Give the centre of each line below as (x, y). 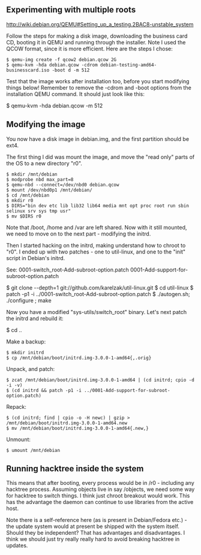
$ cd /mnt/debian (28, 195)
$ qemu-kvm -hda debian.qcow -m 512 (55, 105)
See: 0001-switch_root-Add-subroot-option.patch (67, 270)
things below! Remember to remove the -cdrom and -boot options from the (99, 88)
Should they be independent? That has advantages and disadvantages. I (96, 533)
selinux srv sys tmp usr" (38, 211)
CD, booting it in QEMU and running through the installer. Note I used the (96, 42)
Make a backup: (26, 342)
